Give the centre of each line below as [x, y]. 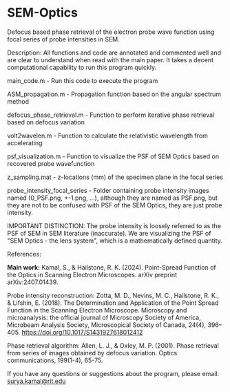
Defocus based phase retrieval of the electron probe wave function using [111, 32]
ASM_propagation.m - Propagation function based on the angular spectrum [114, 94]
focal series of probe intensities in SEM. [63, 39]
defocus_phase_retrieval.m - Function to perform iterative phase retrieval [111, 115]
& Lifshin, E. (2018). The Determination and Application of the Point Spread [113, 303]
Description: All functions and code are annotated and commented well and [114, 53]
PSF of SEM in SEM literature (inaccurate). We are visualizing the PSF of [109, 233]
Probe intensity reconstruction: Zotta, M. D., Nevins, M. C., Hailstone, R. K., [113, 295]
